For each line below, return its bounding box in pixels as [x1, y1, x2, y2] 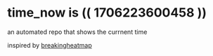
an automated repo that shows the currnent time [7, 28, 148, 36]
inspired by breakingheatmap [7, 41, 93, 49]
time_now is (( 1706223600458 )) [7, 5, 207, 21]
